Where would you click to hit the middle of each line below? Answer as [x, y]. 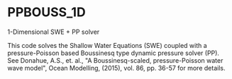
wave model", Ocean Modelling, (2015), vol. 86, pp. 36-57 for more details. [116, 68]
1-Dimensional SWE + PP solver [54, 32]
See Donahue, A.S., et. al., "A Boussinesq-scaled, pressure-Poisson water [115, 60]
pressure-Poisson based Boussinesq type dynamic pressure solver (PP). [114, 53]
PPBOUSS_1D [47, 12]
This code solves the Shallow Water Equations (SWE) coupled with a [107, 45]
